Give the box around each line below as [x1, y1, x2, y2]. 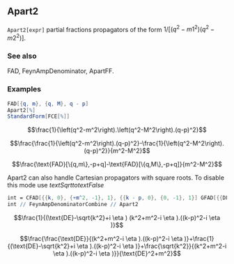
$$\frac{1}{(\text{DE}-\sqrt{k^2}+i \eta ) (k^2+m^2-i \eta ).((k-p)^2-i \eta [13, 214, 221, 222]
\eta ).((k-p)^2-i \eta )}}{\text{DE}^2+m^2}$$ [53, 249, 181, 258]
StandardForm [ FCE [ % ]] [7, 113, 70, 121]
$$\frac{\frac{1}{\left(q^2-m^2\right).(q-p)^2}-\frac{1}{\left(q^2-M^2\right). [10, 139, 224, 148]
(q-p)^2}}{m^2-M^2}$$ [83, 146, 151, 155]
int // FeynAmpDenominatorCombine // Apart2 [7, 201, 139, 208]
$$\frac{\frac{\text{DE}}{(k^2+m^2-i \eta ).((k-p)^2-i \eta [19, 235, 183, 243]
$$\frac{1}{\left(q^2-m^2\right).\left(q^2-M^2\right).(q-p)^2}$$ [27, 125, 207, 134]
